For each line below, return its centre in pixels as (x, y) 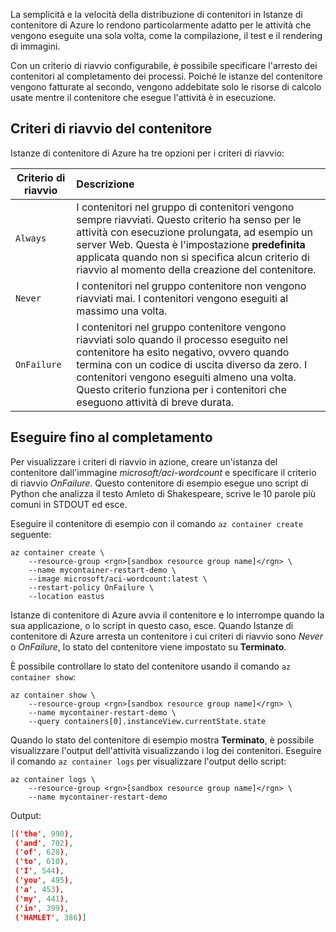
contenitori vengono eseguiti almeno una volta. (186, 377)
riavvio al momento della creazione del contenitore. (196, 269)
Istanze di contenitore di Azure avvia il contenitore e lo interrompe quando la (167, 615)
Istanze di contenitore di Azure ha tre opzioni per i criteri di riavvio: (147, 153)
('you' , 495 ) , (44, 880)
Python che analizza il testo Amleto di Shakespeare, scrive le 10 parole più (163, 493)
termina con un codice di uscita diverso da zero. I (192, 364)
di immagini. (35, 46)
